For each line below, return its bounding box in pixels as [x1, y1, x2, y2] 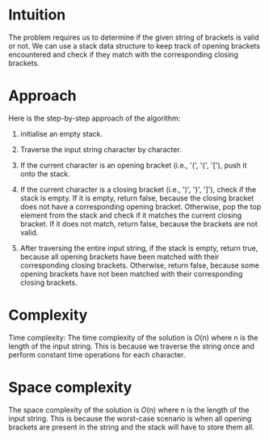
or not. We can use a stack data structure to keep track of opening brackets [8, 40, 261, 50]
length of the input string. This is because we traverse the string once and [8, 341, 254, 351]
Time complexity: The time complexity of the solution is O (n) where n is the [8, 332, 258, 342]
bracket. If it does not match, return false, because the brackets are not [19, 218, 258, 228]
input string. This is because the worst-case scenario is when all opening [8, 413, 252, 423]
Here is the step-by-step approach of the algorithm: [8, 113, 181, 123]
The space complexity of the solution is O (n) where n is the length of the [8, 404, 250, 414]
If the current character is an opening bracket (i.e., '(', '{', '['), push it [19, 160, 247, 170]
